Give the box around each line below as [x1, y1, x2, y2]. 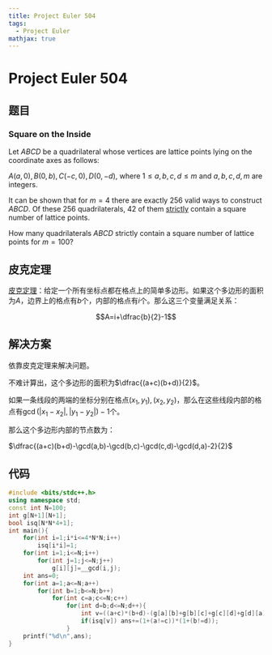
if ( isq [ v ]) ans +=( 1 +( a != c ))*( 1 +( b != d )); [80, 617, 219, 625]
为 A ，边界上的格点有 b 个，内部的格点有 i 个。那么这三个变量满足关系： [8, 295, 240, 305]
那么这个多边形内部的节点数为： [8, 425, 115, 435]
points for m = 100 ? [8, 237, 74, 247]
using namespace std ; [8, 496, 82, 505]
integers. [8, 180, 38, 190]
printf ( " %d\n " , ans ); [23, 631, 92, 640]
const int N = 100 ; [8, 503, 67, 512]
